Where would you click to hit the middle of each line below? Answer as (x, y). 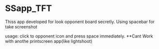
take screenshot (21, 26)
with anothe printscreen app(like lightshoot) (49, 41)
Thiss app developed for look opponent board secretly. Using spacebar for (80, 22)
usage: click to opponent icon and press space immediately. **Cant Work (79, 36)
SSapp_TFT (28, 8)
